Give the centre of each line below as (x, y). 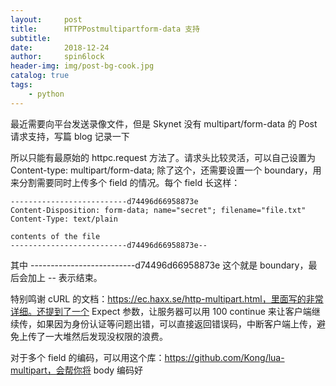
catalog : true (40, 76)
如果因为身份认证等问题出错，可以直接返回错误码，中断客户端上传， (176, 323)
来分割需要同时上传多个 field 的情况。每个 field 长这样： (125, 182)
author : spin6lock (57, 57)
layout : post (46, 19)
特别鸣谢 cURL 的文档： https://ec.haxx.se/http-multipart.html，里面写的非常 (167, 298)
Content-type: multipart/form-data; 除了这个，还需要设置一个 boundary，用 (166, 170)
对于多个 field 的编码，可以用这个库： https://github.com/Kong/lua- (147, 357)
